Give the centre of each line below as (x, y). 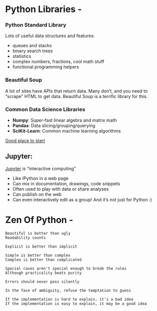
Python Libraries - (44, 9)
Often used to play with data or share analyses (60, 189)
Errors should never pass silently (42, 282)
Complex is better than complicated (43, 260)
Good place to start (25, 141)
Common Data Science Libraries (45, 109)
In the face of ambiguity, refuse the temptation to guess (68, 290)
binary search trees (33, 51)
